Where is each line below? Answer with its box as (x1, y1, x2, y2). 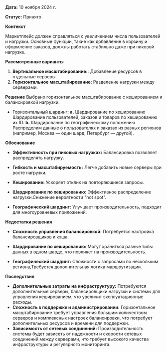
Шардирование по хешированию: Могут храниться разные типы (12, 244, 153, 249)
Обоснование (5, 140, 35, 146)
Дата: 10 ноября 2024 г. (5, 4, 56, 10)
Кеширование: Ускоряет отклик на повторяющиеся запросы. (12, 179, 144, 185)
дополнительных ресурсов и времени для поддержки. (12, 320, 130, 326)
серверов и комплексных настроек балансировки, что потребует (12, 315, 153, 321)
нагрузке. (5, 49, 26, 55)
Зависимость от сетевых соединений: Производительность (12, 326, 144, 331)
